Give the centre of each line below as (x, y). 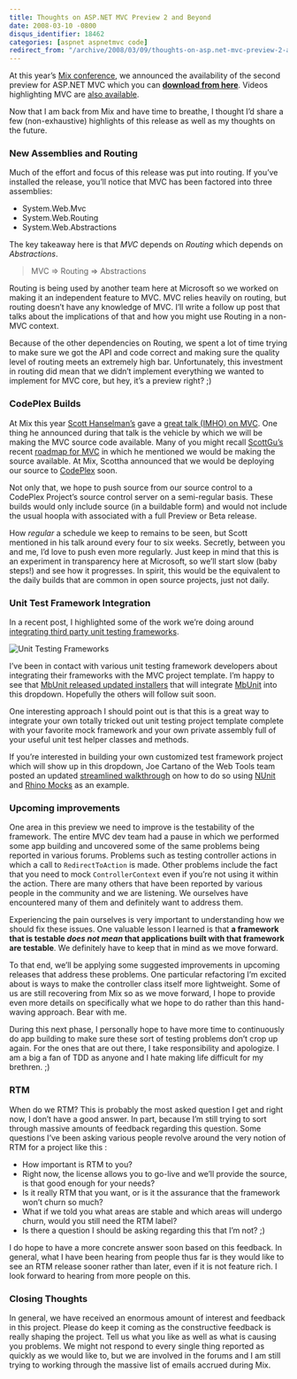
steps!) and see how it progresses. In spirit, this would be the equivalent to (145, 570)
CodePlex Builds (45, 404)
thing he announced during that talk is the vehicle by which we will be (136, 432)
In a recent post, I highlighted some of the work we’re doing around (132, 622)
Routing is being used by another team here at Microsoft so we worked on (144, 288)
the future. (28, 130)
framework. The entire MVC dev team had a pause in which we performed (145, 837)
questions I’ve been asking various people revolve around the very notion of (148, 1137)
